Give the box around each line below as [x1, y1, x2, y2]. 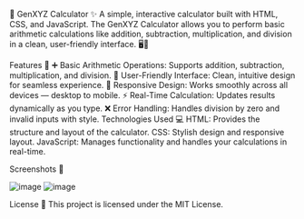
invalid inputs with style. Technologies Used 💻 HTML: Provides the [9, 114, 260, 124]
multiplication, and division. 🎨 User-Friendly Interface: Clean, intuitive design [9, 70, 296, 81]
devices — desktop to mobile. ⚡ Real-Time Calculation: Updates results [9, 90, 276, 100]
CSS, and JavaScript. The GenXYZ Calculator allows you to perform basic [9, 19, 286, 29]
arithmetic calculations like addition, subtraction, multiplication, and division [9, 28, 292, 39]
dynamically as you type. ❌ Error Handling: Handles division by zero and [9, 103, 280, 114]
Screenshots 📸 [9, 164, 64, 174]
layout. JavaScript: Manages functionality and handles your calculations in [9, 136, 288, 147]
